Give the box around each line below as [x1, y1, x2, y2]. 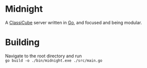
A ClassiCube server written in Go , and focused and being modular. [5, 20, 142, 25]
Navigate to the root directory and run [5, 53, 82, 59]
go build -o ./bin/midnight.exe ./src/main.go [5, 58, 103, 63]
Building [5, 37, 40, 48]
